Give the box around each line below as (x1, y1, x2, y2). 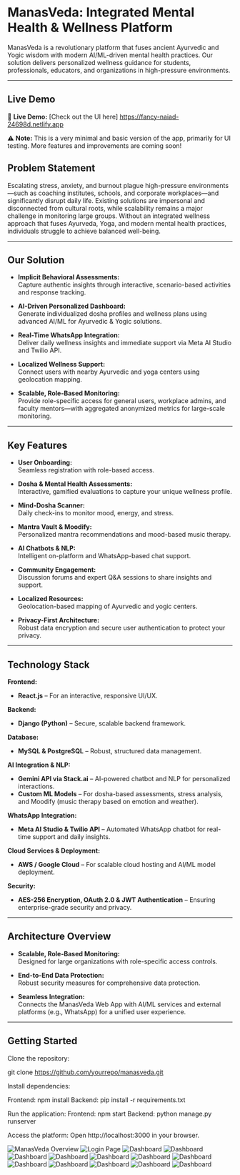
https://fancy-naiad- (119, 112, 179, 121)
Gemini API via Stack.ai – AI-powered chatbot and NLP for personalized (17, 775, 231, 783)
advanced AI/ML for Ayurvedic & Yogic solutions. (17, 317, 162, 326)
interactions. (17, 782, 55, 790)
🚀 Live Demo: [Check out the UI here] (7, 112, 119, 121)
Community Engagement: (17, 565, 96, 574)
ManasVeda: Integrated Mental (7, 4, 195, 21)
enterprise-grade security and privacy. (17, 903, 132, 911)
